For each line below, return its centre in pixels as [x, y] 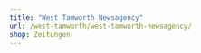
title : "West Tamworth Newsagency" [77, 18]
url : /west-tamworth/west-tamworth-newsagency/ [101, 26]
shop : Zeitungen [40, 34]
